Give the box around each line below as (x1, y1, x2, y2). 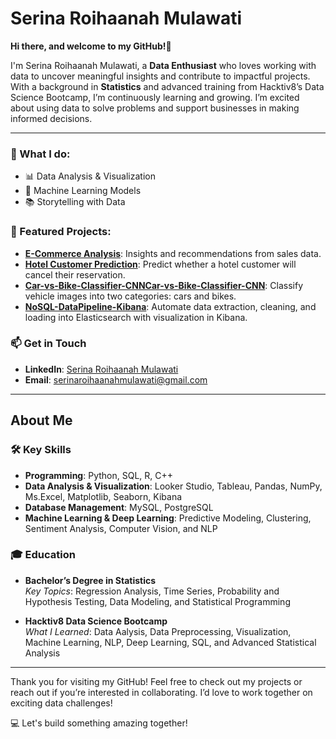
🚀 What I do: (10, 147, 71, 161)
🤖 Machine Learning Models (24, 185, 142, 197)
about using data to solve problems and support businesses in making (10, 102, 300, 114)
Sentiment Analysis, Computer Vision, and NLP (24, 522, 218, 534)
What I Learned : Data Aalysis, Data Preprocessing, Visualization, (24, 625, 292, 637)
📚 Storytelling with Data (24, 196, 126, 208)
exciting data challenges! (10, 697, 113, 709)
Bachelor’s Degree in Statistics (24, 574, 157, 586)
